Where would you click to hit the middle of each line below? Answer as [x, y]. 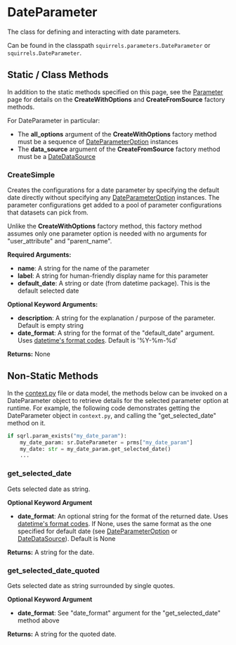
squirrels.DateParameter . [45, 53]
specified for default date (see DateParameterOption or [97, 531]
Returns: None [29, 354]
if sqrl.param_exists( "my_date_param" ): [67, 436]
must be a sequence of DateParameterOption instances [98, 141]
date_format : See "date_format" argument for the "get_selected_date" [119, 613]
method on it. [26, 423]
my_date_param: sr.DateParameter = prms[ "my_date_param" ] [106, 442]
